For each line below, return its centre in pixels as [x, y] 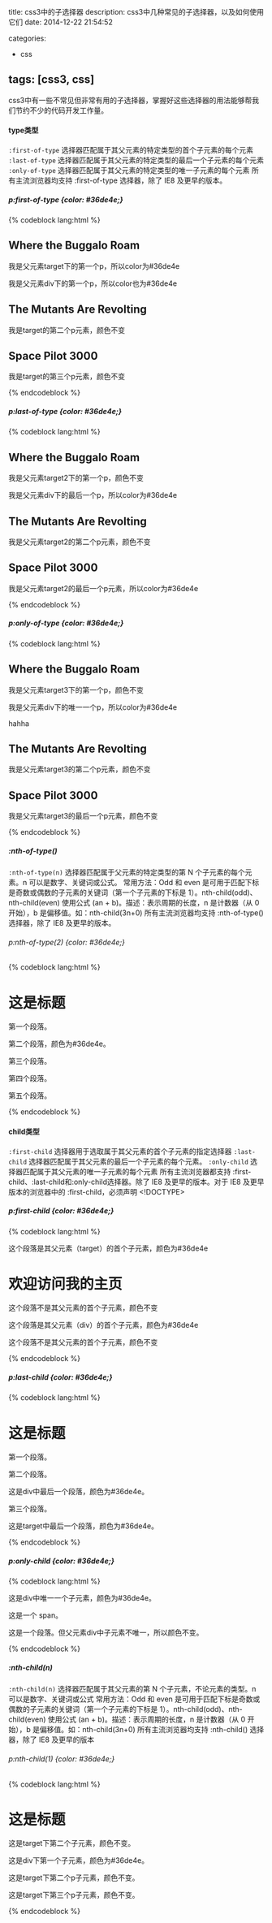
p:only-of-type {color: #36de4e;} [66, 623]
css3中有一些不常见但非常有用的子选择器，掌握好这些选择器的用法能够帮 [130, 100]
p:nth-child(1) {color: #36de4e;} [62, 1759]
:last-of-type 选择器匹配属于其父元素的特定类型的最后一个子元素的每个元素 [136, 160]
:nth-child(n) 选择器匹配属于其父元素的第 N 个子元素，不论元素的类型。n [132, 1689]
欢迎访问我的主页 [66, 1283]
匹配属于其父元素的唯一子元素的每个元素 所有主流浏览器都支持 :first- [137, 1171]
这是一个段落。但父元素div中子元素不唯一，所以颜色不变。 [106, 1633]
